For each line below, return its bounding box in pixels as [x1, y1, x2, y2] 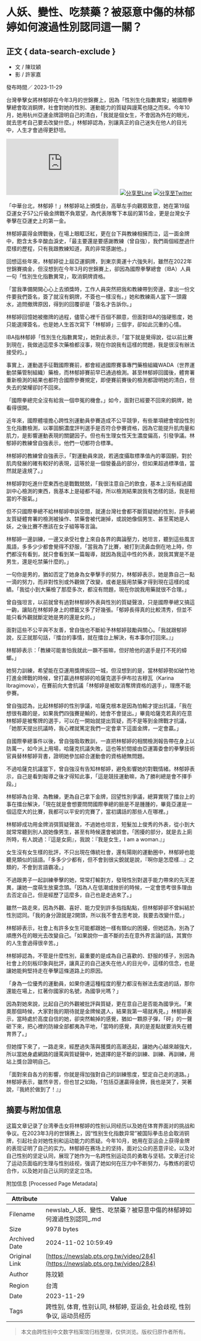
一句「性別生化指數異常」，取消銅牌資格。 [6, 273, 109, 280]
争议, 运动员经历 [45, 1312, 92, 1320]
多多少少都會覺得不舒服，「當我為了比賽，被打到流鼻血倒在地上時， [22, 543, 187, 550]
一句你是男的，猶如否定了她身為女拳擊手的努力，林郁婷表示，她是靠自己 [6, 571, 184, 578]
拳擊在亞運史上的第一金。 [6, 217, 69, 224]
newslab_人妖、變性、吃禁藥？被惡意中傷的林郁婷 [45, 1205, 186, 1214]
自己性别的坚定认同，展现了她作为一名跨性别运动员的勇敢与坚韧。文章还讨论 [6, 1152, 195, 1159]
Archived [9, 1235, 35, 1243]
